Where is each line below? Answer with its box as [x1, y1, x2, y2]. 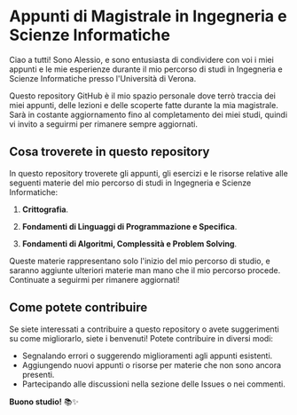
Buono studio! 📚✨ [9, 396, 79, 407]
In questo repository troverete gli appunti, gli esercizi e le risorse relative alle [9, 168, 288, 178]
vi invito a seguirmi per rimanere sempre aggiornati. [9, 118, 198, 129]
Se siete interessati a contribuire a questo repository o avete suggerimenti [9, 324, 279, 334]
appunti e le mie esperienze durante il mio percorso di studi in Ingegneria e [9, 64, 283, 74]
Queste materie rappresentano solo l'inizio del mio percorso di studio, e [9, 255, 270, 266]
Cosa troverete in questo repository [9, 145, 210, 160]
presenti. [21, 369, 55, 380]
